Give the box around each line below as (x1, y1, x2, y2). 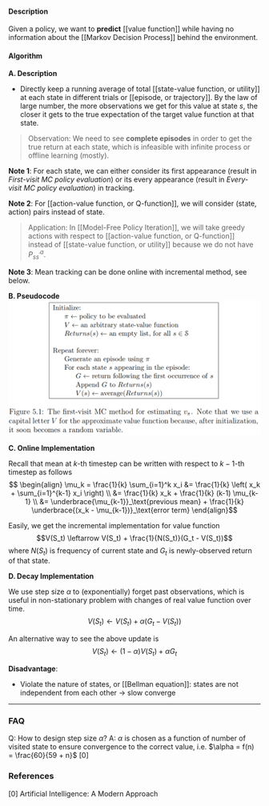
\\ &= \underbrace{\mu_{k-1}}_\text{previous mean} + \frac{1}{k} (32, 496, 244, 506)
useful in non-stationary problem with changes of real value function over (8, 595, 251, 605)
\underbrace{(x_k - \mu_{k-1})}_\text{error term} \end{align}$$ (31, 505, 238, 515)
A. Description (8, 69, 58, 78)
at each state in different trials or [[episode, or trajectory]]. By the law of (19, 93, 258, 102)
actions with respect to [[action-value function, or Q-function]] (27, 231, 235, 241)
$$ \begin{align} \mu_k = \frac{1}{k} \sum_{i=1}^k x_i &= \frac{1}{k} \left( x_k (8, 479, 261, 489)
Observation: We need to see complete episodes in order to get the (27, 134, 252, 143)
